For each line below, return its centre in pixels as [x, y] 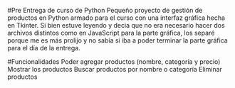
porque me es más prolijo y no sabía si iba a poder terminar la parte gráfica [117, 40]
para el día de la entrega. [44, 48]
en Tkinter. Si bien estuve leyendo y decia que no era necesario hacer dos [116, 25]
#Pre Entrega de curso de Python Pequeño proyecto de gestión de [105, 10]
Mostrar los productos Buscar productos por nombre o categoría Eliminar [115, 69]
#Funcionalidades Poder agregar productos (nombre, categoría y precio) [114, 62]
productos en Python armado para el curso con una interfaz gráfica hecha [116, 18]
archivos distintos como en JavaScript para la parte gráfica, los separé [111, 33]
